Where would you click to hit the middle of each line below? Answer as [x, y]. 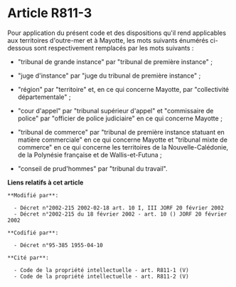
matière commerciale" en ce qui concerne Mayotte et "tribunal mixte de [122, 140]
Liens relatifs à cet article [45, 182]
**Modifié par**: [33, 195]
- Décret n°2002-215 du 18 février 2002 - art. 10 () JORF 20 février [120, 214]
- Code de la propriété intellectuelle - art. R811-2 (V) [102, 276]
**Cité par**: [28, 258]
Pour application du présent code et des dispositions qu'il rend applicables [117, 33]
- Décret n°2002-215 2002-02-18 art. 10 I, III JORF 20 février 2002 [119, 208]
